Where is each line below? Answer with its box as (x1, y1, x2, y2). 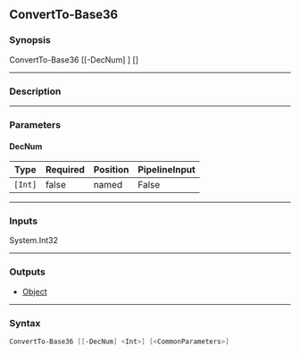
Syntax (9, 316, 41, 329)
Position (93, 164, 129, 176)
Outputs (9, 265, 46, 278)
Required (45, 164, 85, 176)
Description (9, 85, 62, 97)
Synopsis (9, 34, 51, 46)
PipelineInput (137, 164, 196, 176)
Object (21, 286, 47, 297)
